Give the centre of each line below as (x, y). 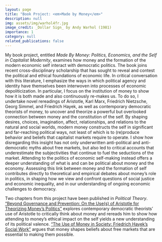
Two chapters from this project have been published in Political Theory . (76, 198)
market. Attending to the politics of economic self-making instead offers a (79, 158)
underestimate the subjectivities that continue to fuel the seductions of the (80, 153)
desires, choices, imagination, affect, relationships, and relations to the (76, 122)
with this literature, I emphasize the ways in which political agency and (75, 81)
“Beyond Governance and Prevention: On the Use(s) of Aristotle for (72, 203)
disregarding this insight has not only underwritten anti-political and (73, 142)
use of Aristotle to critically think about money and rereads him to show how (81, 213)
